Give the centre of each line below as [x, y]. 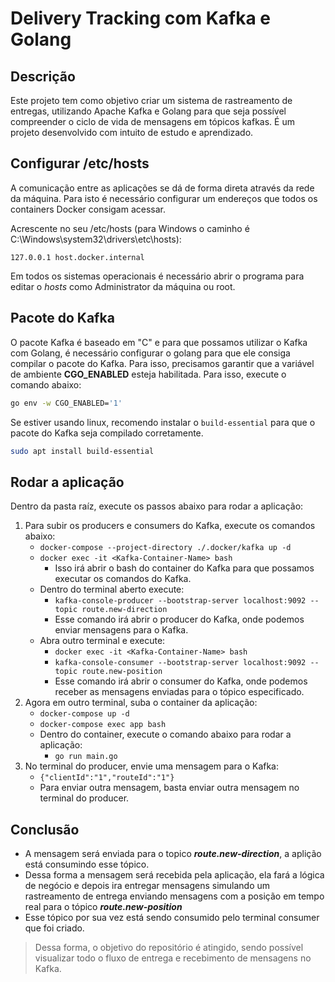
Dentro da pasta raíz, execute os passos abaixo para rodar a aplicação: [157, 506]
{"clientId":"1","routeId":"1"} [107, 778]
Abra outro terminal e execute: [102, 641]
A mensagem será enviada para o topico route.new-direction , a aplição [173, 853]
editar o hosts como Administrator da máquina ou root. [123, 286]
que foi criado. [54, 928]
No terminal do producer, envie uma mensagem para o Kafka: [151, 766]
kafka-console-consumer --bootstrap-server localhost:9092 [180, 663]
